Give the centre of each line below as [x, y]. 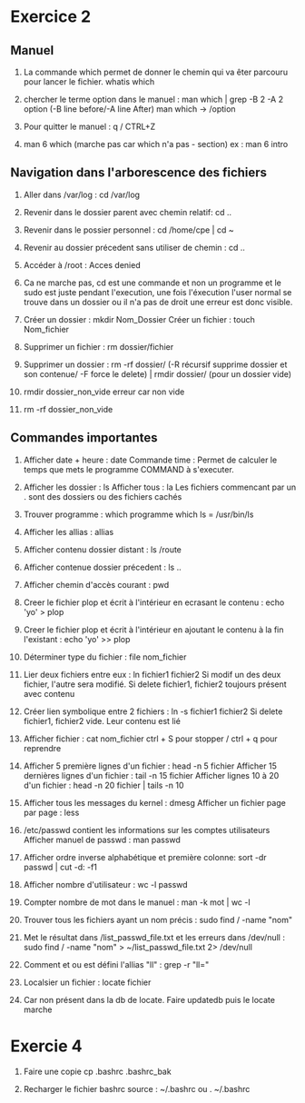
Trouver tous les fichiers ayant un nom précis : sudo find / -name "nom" [158, 919]
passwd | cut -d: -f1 [60, 867]
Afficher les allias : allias [69, 532]
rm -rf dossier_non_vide [68, 409]
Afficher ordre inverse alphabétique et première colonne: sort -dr [145, 857]
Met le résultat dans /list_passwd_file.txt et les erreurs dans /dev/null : [154, 937]
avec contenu [49, 693]
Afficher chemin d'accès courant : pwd [96, 584]
